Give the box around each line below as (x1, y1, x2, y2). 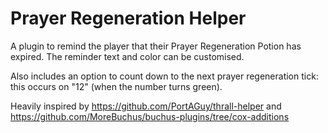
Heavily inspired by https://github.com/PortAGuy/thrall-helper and (10, 100, 282, 112)
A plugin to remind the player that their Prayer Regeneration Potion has (10, 40, 302, 52)
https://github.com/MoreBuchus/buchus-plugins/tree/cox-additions (10, 110, 290, 122)
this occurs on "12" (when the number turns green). (10, 80, 223, 92)
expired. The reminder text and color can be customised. (10, 50, 245, 62)
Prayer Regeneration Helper (10, 7, 247, 30)
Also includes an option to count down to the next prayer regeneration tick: (10, 70, 319, 82)
